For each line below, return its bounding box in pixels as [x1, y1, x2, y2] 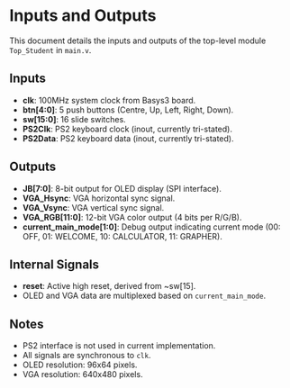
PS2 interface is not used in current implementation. [22, 340, 216, 351]
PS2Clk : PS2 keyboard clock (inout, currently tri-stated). [22, 123, 232, 134]
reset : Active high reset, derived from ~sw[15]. [22, 281, 196, 292]
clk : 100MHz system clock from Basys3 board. [22, 95, 196, 105]
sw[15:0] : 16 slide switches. [22, 113, 126, 124]
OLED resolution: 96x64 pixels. [22, 359, 138, 370]
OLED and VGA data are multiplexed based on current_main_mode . [22, 290, 267, 302]
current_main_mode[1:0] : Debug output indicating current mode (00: [22, 221, 281, 232]
